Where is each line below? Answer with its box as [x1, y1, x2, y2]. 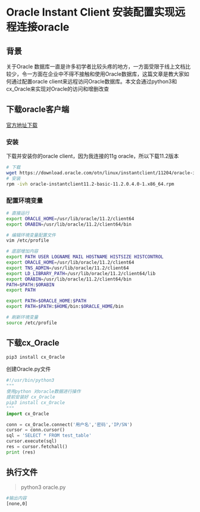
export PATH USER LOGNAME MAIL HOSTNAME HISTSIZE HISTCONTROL [6, 254, 164, 260]
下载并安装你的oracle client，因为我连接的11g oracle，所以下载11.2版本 [6, 153, 179, 160]
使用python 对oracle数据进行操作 [6, 388, 82, 394]
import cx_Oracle [6, 411, 49, 417]
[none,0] [6, 501, 28, 507]
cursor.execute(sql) [6, 438, 58, 445]
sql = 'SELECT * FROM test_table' [6, 433, 92, 439]
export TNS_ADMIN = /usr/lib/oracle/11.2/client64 [6, 265, 129, 271]
